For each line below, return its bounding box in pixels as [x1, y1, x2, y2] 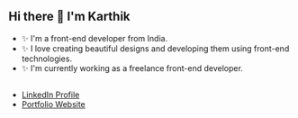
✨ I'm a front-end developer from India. [21, 32, 168, 43]
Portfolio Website [21, 99, 86, 110]
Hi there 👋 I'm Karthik [8, 9, 131, 24]
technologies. [21, 53, 73, 64]
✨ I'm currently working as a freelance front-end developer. [21, 62, 244, 73]
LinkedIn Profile [21, 89, 80, 100]
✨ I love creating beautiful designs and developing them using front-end [21, 42, 290, 54]
